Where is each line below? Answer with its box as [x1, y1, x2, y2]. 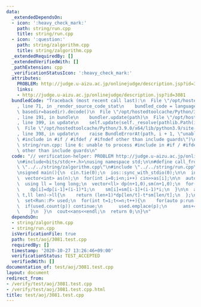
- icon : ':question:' [11, 36, 66, 42]
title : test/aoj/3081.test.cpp [6, 292, 84, 298]
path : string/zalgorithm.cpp [17, 42, 90, 48]
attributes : [11, 75, 42, 81]
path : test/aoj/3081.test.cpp [11, 237, 87, 242]
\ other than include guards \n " [17, 148, 98, 153]
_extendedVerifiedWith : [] [11, 59, 79, 65]
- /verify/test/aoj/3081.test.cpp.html [6, 286, 106, 293]
